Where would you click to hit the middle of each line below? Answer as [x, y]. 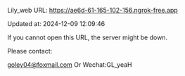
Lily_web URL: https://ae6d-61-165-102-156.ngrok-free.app [92, 10]
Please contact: [30, 51]
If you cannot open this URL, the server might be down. [87, 37]
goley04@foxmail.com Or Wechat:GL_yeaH [70, 65]
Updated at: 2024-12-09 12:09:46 [56, 24]
